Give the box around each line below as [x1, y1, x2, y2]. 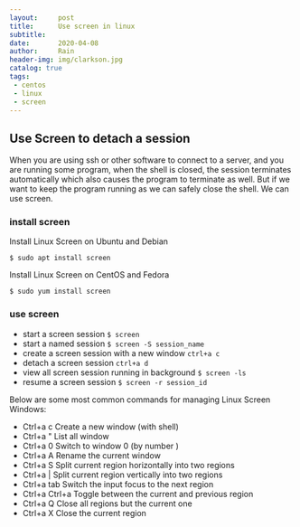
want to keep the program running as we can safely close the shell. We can [9, 184, 289, 194]
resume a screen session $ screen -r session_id [22, 376, 208, 387]
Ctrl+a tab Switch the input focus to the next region [22, 478, 214, 489]
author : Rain [9, 47, 75, 56]
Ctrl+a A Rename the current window [22, 449, 161, 461]
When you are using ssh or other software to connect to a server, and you [9, 155, 285, 165]
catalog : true [9, 64, 63, 73]
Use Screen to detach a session [9, 130, 191, 146]
